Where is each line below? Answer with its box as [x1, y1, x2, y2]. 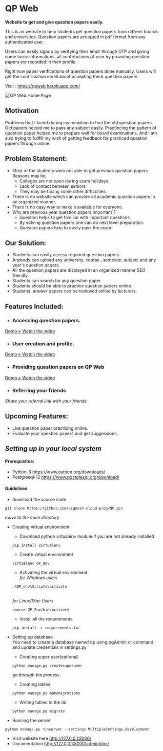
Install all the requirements [19, 616, 73, 621]
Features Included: [5, 302, 63, 310]
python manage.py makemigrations [12, 690, 81, 696]
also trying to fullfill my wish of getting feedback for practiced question [5, 135, 148, 141]
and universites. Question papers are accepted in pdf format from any [5, 34, 145, 40]
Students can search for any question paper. [12, 278, 102, 284]
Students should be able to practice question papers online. [12, 283, 133, 289]
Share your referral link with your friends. [5, 398, 88, 404]
